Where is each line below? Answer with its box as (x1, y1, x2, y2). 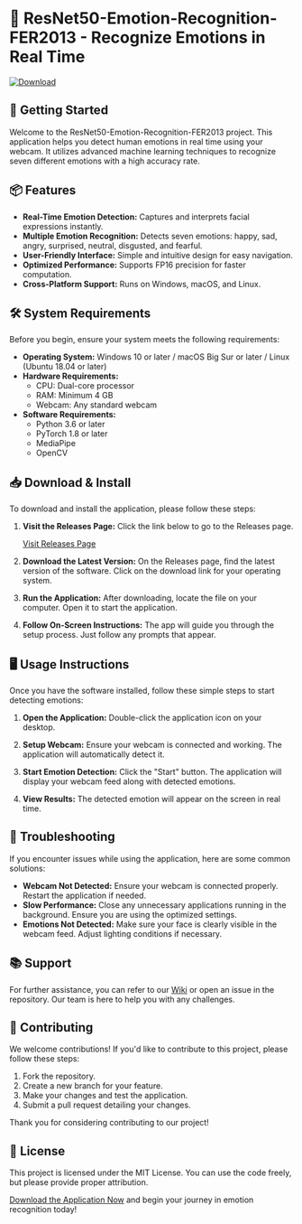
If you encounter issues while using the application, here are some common (9, 853, 291, 864)
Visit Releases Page (22, 538, 96, 549)
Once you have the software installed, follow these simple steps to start (9, 686, 275, 696)
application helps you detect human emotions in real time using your (9, 135, 263, 147)
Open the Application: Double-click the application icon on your (22, 713, 262, 723)
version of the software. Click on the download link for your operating (22, 565, 281, 576)
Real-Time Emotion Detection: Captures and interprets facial (22, 211, 250, 222)
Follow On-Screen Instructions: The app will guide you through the (22, 620, 275, 631)
